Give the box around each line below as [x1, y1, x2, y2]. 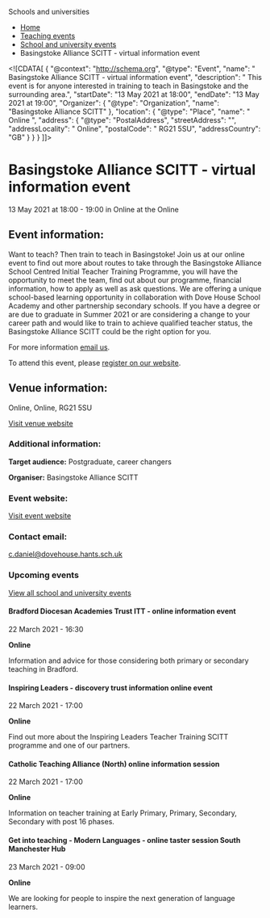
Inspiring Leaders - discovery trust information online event [8, 682, 214, 693]
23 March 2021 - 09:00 [8, 861, 86, 871]
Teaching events [19, 31, 76, 40]
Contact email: [8, 531, 67, 543]
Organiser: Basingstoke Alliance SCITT [8, 472, 139, 482]
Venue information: [8, 381, 108, 395]
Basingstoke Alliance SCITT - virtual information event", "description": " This [8, 73, 262, 82]
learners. [8, 902, 39, 912]
